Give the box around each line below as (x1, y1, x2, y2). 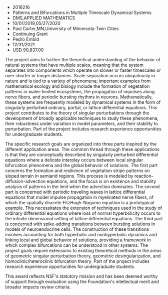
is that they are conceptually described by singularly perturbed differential (5, 152, 158, 158)
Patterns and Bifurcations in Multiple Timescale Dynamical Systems (12, 10, 151, 16)
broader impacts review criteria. (5, 284, 71, 290)
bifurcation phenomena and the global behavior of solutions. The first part (5, 163, 158, 168)
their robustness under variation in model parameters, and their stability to (5, 120, 158, 126)
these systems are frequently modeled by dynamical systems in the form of (5, 99, 161, 105)
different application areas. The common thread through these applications (5, 146, 160, 152)
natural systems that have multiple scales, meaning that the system (5, 62, 144, 68)
